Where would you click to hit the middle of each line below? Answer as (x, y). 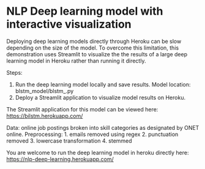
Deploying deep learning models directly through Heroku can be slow (94, 41)
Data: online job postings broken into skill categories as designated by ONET (103, 127)
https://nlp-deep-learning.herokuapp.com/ (60, 159)
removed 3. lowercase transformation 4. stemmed (69, 141)
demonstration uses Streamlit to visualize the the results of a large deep (97, 54)
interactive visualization (69, 24)
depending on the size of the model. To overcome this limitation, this (93, 48)
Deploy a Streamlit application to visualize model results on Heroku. (100, 97)
